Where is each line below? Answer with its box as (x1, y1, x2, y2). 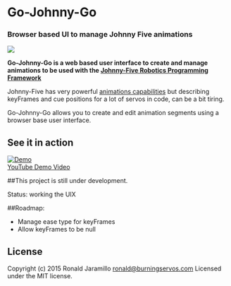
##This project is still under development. (7, 177, 128, 185)
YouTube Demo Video (7, 163, 70, 172)
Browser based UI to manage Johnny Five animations (7, 30, 193, 40)
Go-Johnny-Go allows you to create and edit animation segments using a (7, 109, 220, 117)
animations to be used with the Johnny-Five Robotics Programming (7, 66, 209, 75)
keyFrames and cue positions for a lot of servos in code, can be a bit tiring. (7, 95, 225, 103)
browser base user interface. (7, 116, 92, 124)
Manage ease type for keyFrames (17, 218, 115, 226)
